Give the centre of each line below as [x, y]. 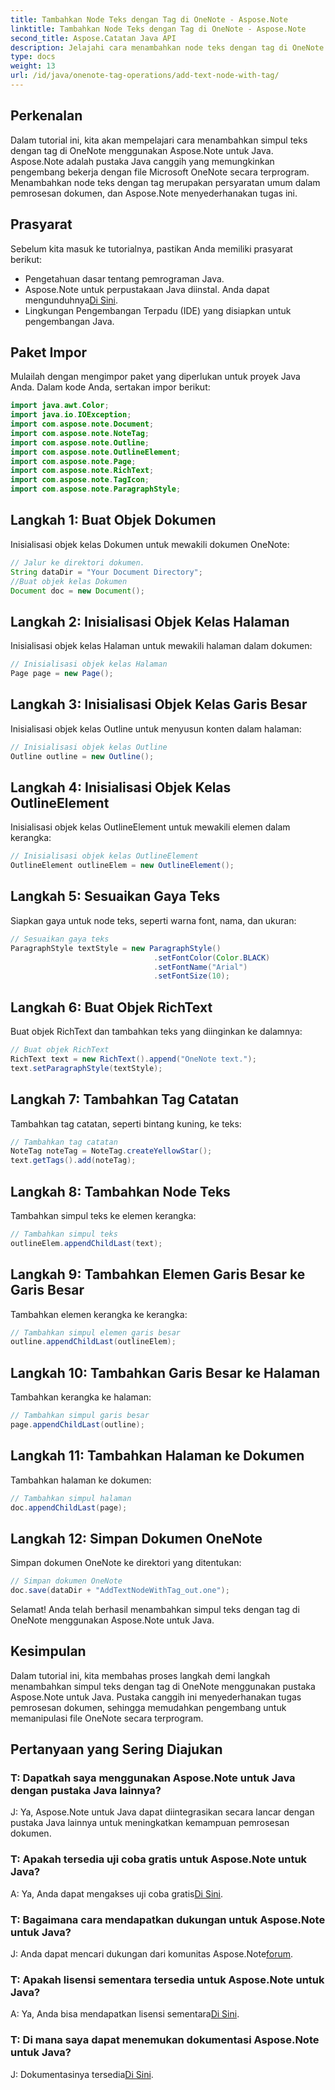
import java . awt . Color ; [60, 406]
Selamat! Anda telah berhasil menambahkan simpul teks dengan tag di [155, 1609]
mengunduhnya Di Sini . [71, 300]
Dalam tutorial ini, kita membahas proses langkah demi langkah [140, 1675]
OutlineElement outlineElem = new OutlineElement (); [122, 866]
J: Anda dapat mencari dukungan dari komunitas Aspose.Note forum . [152, 1954]
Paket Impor [49, 352]
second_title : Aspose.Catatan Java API [93, 38]
